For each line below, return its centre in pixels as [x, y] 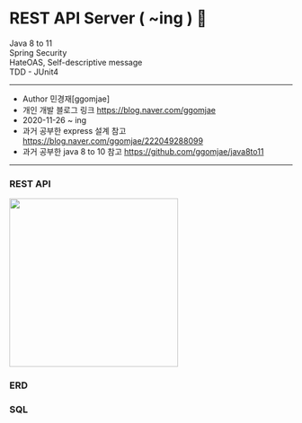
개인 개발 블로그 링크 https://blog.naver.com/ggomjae [119, 110]
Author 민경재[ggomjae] [66, 99]
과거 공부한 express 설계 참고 [74, 130]
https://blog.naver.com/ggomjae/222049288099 [113, 141]
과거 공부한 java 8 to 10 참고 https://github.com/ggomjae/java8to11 [143, 151]
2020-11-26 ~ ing [54, 119]
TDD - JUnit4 [34, 72]
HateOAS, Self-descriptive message [76, 62]
